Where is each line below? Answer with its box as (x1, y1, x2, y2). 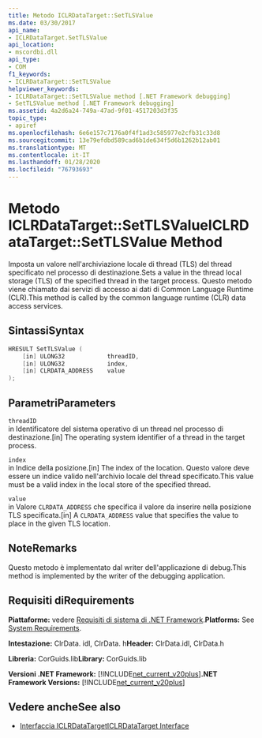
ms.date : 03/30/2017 (8, 19, 77, 27)
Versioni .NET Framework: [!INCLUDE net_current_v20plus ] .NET (8, 669, 218, 679)
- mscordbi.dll (8, 48, 58, 56)
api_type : (8, 56, 41, 64)
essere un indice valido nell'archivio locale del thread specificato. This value (8, 471, 254, 481)
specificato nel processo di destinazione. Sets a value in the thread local (8, 268, 242, 277)
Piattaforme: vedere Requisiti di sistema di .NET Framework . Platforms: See (8, 615, 255, 624)
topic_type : (8, 114, 47, 122)
